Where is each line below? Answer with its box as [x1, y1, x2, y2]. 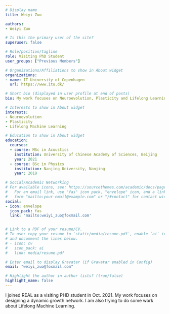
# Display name [5, 7, 37, 13]
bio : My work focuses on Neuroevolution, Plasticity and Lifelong [5, 96, 148, 101]
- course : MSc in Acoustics [10, 147, 69, 152]
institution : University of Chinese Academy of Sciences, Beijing [14, 152, 157, 157]
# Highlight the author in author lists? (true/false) [5, 273, 123, 278]
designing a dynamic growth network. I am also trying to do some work [5, 297, 154, 303]
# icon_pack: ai [5, 245, 44, 250]
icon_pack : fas [10, 208, 42, 213]
